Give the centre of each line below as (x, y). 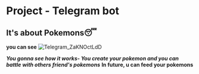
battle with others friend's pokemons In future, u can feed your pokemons (100, 65)
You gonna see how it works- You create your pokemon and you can (92, 58)
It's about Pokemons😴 (52, 33)
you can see (21, 47)
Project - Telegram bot (63, 11)
